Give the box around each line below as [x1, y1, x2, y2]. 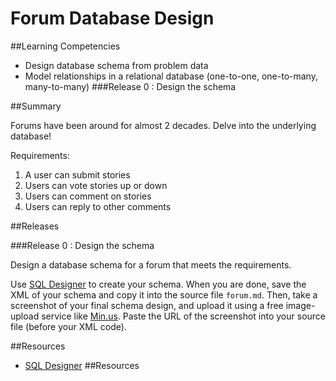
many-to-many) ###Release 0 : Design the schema [24, 80, 237, 92]
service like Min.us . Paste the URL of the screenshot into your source [41, 310, 327, 322]
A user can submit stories [24, 168, 131, 181]
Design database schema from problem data [24, 59, 209, 71]
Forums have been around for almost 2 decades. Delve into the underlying [10, 119, 317, 131]
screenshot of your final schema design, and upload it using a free [10, 299, 284, 311]
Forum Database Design [10, 7, 215, 30]
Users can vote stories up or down [24, 179, 168, 191]
